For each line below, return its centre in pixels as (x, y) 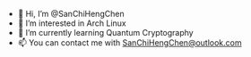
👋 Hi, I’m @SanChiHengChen (71, 14)
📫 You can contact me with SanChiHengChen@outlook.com (130, 43)
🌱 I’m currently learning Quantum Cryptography (106, 33)
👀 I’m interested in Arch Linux (72, 23)
